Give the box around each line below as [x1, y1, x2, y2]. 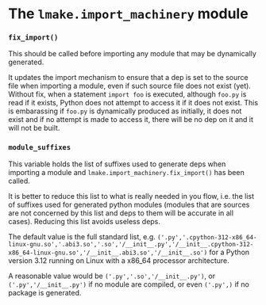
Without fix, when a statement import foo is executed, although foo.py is [8, 90, 247, 99]
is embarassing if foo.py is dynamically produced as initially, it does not [8, 106, 242, 116]
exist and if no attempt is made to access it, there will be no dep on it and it [8, 115, 254, 124]
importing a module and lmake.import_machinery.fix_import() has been [8, 167, 245, 177]
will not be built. [8, 124, 60, 133]
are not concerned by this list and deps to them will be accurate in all [8, 208, 234, 218]
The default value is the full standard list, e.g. [8, 231, 156, 242]
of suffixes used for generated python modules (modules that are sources [8, 200, 250, 209]
